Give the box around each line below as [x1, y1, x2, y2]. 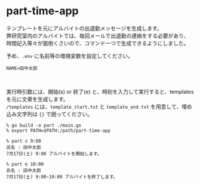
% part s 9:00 [6, 138, 42, 144]
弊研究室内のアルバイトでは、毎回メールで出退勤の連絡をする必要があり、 [6, 32, 189, 39]
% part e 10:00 [6, 161, 44, 167]
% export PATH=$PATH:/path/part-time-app [6, 127, 111, 134]
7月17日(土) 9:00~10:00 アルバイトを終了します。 [6, 174, 118, 180]
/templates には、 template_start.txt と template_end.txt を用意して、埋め [6, 103, 192, 110]
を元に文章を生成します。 [6, 95, 69, 103]
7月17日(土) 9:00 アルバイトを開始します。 [6, 150, 102, 156]
